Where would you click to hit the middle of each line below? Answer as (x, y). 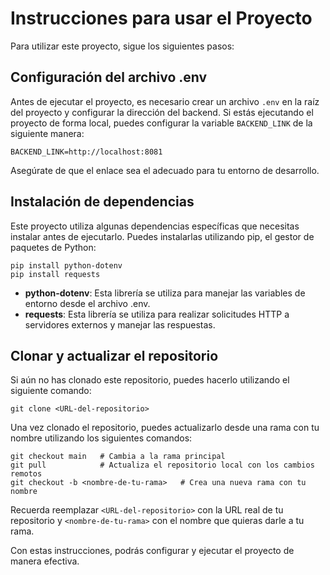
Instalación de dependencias (102, 202)
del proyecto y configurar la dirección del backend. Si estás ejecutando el (162, 112)
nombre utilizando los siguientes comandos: (101, 438)
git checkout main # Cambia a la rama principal (118, 457)
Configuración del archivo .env (109, 77)
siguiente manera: (47, 133)
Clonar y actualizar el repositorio (114, 355)
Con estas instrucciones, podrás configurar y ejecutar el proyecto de (152, 551)
